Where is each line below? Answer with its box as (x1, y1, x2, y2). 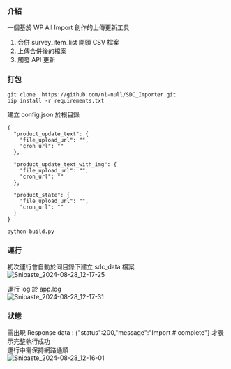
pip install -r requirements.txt (7, 97, 105, 104)
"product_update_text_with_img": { (13, 160, 117, 168)
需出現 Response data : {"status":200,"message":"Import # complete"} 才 (7, 329, 218, 337)
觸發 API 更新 (17, 56, 56, 64)
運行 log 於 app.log (7, 285, 61, 293)
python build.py (7, 228, 54, 235)
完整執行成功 (13, 337, 50, 346)
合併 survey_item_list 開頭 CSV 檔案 (17, 38, 120, 47)
